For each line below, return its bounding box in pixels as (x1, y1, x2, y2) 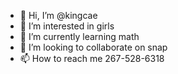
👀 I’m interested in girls (19, 20, 115, 32)
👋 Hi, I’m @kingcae (19, 10, 98, 21)
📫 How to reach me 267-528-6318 (19, 53, 165, 64)
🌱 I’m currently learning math (19, 31, 140, 42)
